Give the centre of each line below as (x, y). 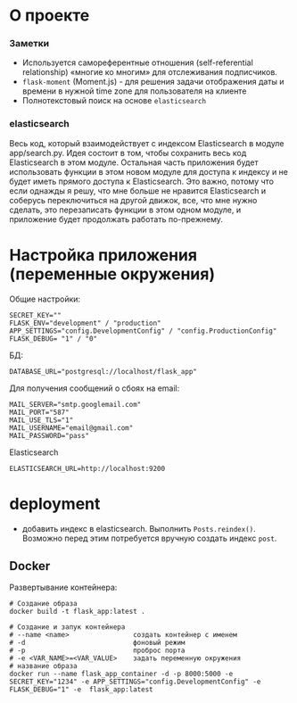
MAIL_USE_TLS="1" (41, 420)
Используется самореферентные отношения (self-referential (138, 62)
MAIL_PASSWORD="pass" (49, 435)
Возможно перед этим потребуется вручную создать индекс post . (149, 538)
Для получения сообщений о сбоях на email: (95, 388)
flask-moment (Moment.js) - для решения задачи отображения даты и (153, 82)
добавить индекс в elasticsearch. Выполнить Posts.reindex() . (139, 528)
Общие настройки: (45, 299)
